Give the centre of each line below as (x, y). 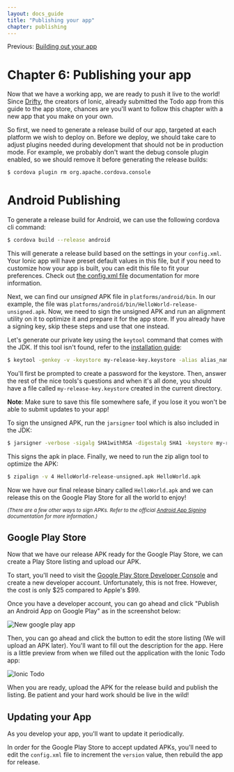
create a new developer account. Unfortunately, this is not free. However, (112, 583)
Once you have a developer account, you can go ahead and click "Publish (113, 604)
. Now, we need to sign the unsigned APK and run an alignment (135, 311)
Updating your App (49, 717)
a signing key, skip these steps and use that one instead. (88, 326)
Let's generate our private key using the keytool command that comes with (115, 340)
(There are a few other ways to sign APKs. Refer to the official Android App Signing (107, 510)
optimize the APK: (33, 464)
